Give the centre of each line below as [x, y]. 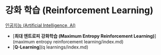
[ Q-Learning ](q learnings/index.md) [50, 47]
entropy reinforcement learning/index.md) [80, 41]
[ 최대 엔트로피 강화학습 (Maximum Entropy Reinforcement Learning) [84, 36]
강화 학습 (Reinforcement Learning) [79, 10]
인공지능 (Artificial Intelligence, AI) [41, 25]
